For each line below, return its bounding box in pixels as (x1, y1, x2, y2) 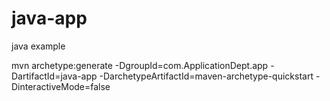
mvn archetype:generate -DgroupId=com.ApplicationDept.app (11, 59, 269, 71)
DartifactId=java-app (11, 70, 98, 82)
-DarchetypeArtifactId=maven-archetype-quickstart (99, 70, 314, 82)
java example (11, 40, 66, 52)
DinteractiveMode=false (11, 80, 111, 92)
